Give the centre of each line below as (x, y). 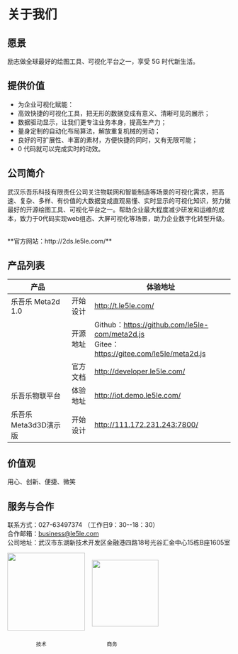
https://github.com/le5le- (166, 325)
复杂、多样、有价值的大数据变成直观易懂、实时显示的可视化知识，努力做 (125, 200)
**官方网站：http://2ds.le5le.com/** (59, 241)
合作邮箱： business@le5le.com (53, 534)
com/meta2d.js (120, 334)
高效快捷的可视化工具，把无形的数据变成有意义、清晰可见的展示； (114, 113)
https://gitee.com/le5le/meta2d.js (150, 354)
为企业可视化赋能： (46, 104)
